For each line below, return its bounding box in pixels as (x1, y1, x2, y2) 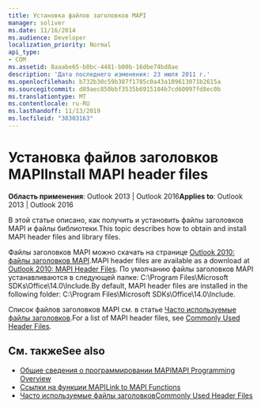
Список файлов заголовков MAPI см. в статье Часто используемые (8, 304, 237, 314)
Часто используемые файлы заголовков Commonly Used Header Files (19, 391, 253, 400)
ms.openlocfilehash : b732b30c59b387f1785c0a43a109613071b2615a (8, 77, 221, 85)
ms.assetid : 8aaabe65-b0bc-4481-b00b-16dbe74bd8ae (8, 63, 179, 71)
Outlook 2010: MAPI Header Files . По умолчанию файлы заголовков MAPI (8, 264, 254, 274)
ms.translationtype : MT (8, 93, 87, 100)
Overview (19, 373, 51, 383)
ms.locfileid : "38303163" (8, 115, 93, 123)
